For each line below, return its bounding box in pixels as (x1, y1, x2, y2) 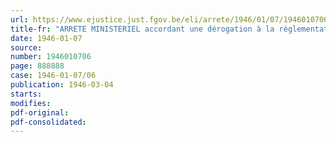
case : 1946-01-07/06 (10, 71, 97, 81)
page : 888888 (10, 61, 65, 71)
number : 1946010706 (10, 52, 92, 62)
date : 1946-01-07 (10, 33, 83, 43)
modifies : (10, 98, 52, 108)
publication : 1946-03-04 (10, 80, 114, 90)
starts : (10, 89, 43, 99)
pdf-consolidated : (10, 117, 87, 127)
